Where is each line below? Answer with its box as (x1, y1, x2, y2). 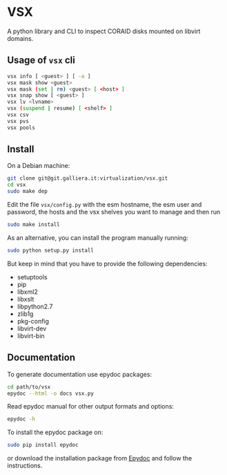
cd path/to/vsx (7, 383, 51, 391)
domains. (7, 34, 34, 42)
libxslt (17, 295, 34, 303)
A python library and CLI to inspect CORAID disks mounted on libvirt (7, 27, 201, 35)
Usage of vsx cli (7, 55, 76, 66)
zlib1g (17, 309, 34, 318)
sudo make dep (7, 188, 48, 195)
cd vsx (7, 181, 26, 189)
